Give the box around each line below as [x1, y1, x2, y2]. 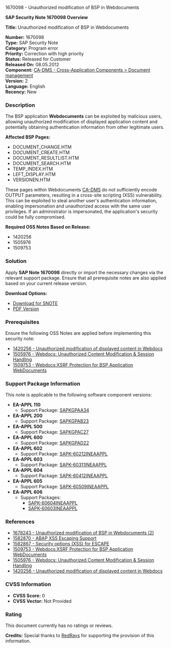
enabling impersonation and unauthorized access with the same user [5, 203, 151, 209]
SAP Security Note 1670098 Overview [5, 14, 88, 20]
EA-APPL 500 [12, 424, 42, 430]
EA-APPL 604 [12, 467, 43, 473]
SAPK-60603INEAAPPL [28, 505, 78, 511]
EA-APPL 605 [12, 478, 42, 484]
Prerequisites [5, 318, 39, 326]
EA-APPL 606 [12, 489, 42, 495]
